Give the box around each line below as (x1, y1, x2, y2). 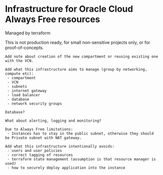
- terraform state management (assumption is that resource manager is (7, 156, 156, 162)
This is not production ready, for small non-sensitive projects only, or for (5, 39, 150, 45)
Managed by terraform (5, 30, 51, 36)
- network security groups (7, 101, 62, 106)
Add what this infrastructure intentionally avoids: (5, 144, 115, 149)
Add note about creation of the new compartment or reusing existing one (5, 54, 159, 59)
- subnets (7, 84, 27, 89)
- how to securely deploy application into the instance (7, 165, 125, 170)
